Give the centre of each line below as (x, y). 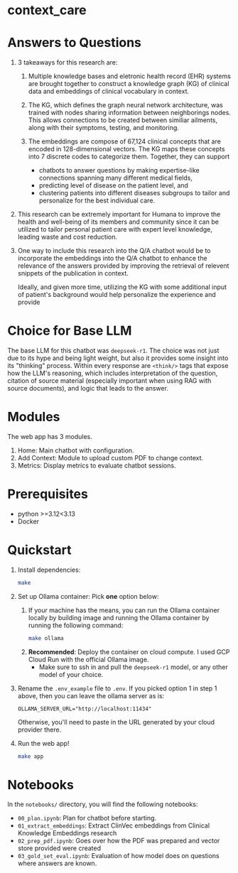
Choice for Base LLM (70, 331)
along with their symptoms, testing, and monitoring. (104, 128)
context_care (47, 10)
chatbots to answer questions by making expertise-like (119, 170)
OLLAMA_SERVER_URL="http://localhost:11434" (85, 709)
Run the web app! (43, 743)
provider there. (39, 730)
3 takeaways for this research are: (67, 63)
